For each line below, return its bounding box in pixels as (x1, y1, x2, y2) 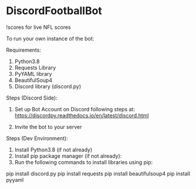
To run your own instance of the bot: (6, 35, 94, 42)
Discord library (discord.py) (14, 82, 82, 89)
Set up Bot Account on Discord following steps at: (14, 105, 135, 112)
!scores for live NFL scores (6, 24, 72, 31)
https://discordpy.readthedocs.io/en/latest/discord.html (14, 112, 149, 119)
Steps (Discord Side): (6, 94, 58, 101)
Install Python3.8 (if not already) (14, 146, 93, 153)
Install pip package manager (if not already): (14, 152, 122, 160)
